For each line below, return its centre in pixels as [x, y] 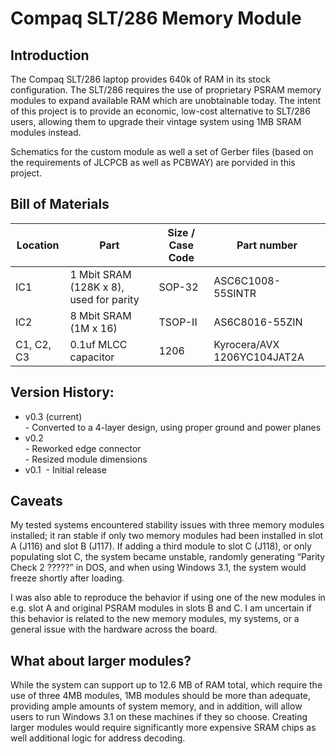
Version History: [62, 392]
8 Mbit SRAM [100, 315]
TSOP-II [178, 322]
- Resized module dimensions [86, 459]
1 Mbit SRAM [100, 274]
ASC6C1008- [247, 280]
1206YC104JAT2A [259, 357]
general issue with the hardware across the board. [114, 629]
